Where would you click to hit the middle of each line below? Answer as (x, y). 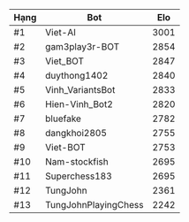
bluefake (64, 119)
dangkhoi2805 (76, 133)
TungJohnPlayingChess (94, 205)
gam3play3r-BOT (83, 46)
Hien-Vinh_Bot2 (79, 104)
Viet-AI (61, 32)
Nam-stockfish (77, 161)
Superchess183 (79, 176)
